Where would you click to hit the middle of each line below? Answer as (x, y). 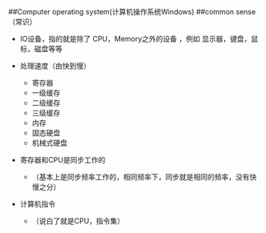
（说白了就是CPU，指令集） (78, 221)
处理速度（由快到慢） (55, 66)
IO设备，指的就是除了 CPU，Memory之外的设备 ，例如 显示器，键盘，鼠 (139, 39)
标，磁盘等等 (41, 49)
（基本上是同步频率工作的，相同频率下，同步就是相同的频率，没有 (141, 177)
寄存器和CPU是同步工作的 (62, 160)
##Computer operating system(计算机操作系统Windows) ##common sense (132, 12)
